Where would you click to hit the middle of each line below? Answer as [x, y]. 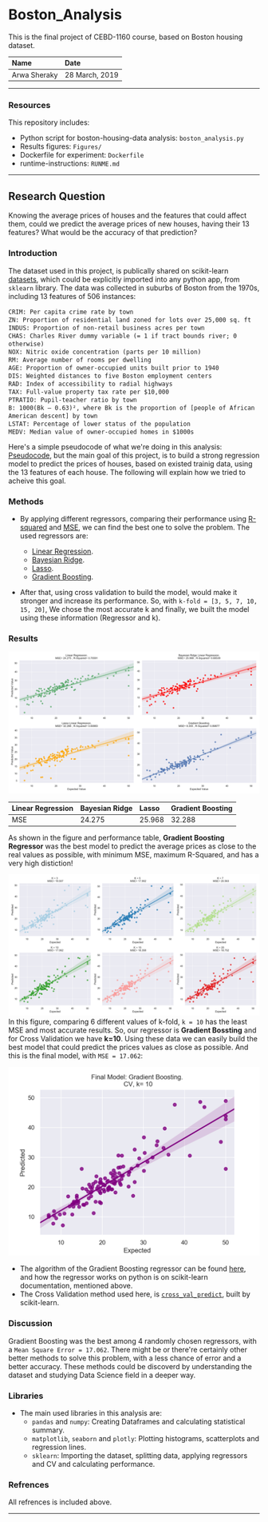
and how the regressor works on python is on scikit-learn [114, 1277]
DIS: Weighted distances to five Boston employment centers [110, 376]
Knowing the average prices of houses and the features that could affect [128, 216]
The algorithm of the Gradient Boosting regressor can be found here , [133, 1268]
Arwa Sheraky [35, 74]
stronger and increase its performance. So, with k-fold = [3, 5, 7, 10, [138, 601]
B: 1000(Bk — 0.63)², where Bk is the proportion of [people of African [132, 408]
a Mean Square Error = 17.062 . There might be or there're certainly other [128, 1349]
